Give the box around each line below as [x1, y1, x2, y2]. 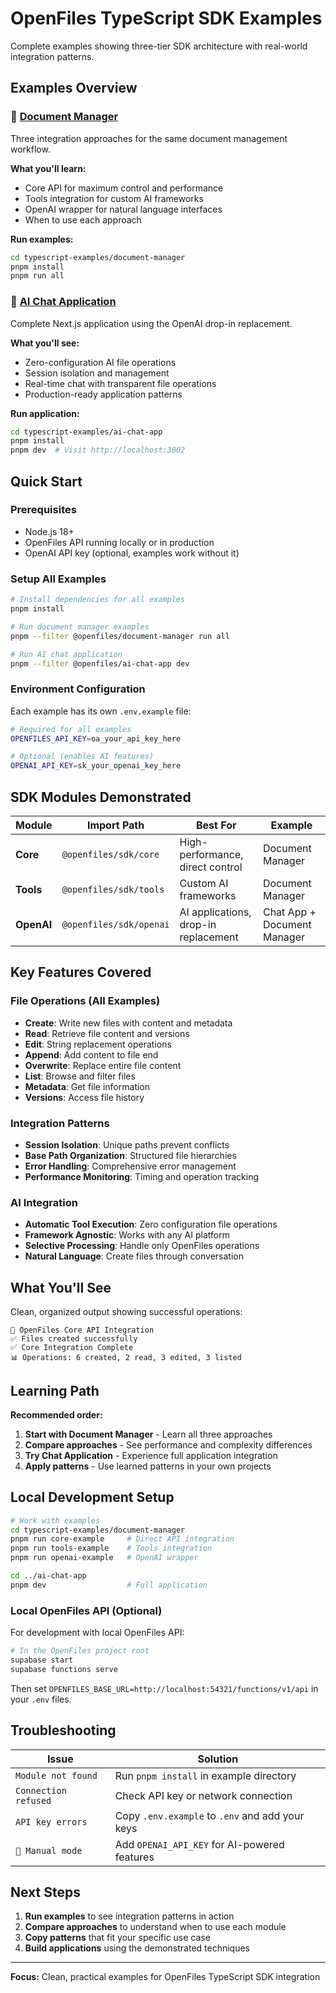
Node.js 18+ [24, 525, 75, 537]
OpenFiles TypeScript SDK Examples [10, 7, 323, 30]
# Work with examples [10, 1515, 101, 1526]
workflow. [10, 143, 51, 155]
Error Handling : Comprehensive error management [24, 1160, 237, 1172]
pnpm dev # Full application [10, 1580, 208, 1590]
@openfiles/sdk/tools [61, 884, 165, 896]
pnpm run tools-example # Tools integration [10, 1543, 213, 1554]
